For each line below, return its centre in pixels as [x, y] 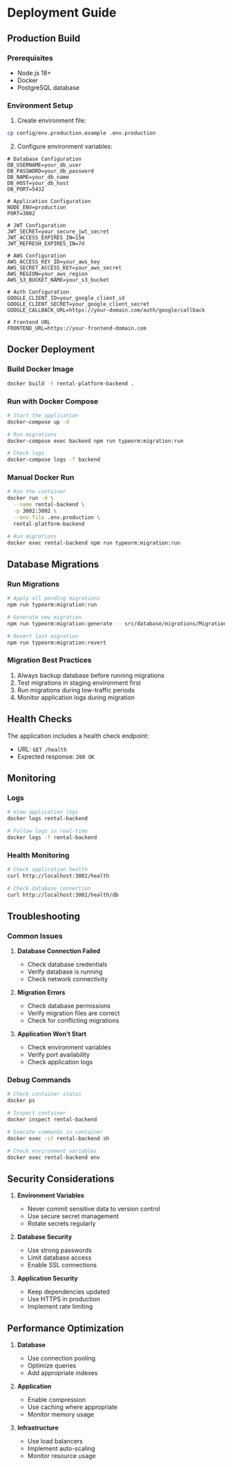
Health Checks [40, 719]
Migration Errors [41, 992]
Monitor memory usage [61, 1414]
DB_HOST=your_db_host [38, 183]
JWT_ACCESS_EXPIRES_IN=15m [46, 238]
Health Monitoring [38, 855]
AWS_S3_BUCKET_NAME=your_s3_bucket [58, 280]
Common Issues [35, 936]
